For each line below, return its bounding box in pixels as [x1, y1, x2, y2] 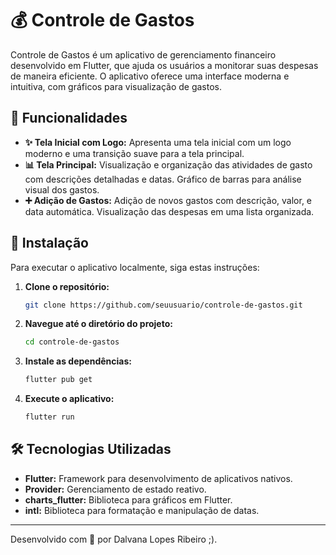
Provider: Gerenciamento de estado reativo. [24, 483, 207, 495]
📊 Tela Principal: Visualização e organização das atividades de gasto [24, 158, 313, 171]
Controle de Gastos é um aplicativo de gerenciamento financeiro [10, 48, 277, 61]
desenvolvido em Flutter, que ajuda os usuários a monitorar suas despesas [10, 59, 319, 71]
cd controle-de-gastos [24, 337, 120, 347]
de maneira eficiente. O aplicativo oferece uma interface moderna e [10, 70, 290, 82]
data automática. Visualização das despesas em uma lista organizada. [24, 205, 315, 217]
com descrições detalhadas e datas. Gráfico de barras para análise [24, 173, 302, 185]
